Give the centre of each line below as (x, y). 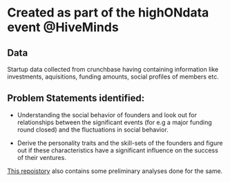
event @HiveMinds (63, 27)
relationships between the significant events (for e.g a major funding (114, 122)
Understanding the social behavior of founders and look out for (107, 114)
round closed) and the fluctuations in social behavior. (93, 130)
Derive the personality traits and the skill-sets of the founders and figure (120, 143)
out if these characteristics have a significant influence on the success (118, 150)
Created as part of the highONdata (108, 13)
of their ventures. (42, 157)
